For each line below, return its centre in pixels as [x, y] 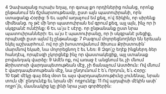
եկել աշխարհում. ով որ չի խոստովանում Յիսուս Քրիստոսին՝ [75, 44]
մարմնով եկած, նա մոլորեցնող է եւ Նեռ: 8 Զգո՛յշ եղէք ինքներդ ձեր [81, 49]
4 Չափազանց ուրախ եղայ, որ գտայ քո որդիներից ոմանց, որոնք [80, 7]
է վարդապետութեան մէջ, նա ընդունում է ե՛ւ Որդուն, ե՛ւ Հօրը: [76, 70]
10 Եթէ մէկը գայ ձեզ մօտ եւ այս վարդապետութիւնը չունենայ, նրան [83, 75]
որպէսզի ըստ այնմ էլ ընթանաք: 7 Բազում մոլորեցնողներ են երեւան [83, 39]
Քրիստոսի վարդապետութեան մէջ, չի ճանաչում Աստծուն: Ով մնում [83, 65]
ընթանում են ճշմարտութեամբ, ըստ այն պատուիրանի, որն [73, 12]
